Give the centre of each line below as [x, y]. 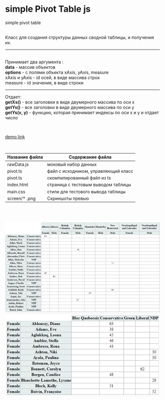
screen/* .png [21, 198]
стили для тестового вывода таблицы [87, 191]
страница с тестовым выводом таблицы [89, 185]
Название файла [25, 157]
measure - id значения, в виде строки [44, 82]
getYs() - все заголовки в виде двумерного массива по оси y [70, 107]
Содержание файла [90, 157]
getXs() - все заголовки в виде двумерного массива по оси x [70, 102]
